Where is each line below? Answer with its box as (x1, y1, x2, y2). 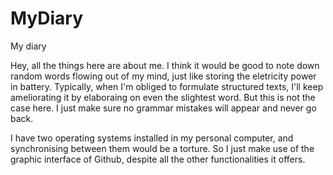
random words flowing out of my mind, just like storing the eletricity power (10, 70, 317, 82)
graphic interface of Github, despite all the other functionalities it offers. (10, 153, 306, 165)
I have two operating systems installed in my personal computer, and (10, 132, 294, 144)
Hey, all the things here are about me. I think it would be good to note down (10, 59, 320, 71)
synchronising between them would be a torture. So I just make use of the (10, 142, 315, 154)
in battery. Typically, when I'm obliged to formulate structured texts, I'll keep (10, 80, 324, 92)
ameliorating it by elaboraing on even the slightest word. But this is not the (10, 91, 316, 103)
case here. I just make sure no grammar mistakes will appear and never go (10, 102, 317, 114)
